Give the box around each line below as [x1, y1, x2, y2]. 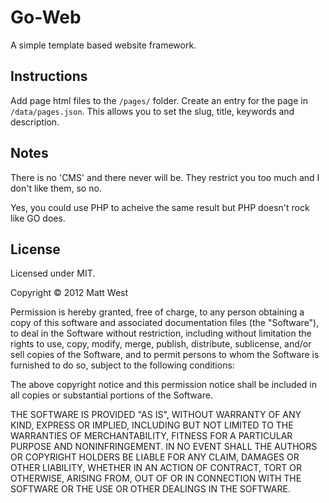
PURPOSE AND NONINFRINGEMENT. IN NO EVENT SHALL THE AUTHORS [10, 441, 318, 453]
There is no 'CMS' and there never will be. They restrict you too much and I [10, 171, 320, 183]
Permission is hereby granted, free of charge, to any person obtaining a [10, 306, 305, 318]
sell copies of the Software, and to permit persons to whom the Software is [10, 349, 320, 361]
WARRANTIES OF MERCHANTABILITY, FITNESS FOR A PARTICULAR [10, 430, 293, 442]
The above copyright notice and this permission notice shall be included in [10, 379, 317, 391]
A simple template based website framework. [10, 39, 197, 51]
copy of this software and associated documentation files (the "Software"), [10, 317, 320, 329]
